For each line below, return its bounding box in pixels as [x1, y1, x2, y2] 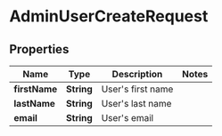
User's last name [101, 98, 172, 109]
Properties [9, 42, 70, 57]
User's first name [101, 83, 174, 95]
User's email [101, 112, 154, 124]
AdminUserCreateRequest [9, 6, 209, 27]
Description [111, 68, 163, 80]
